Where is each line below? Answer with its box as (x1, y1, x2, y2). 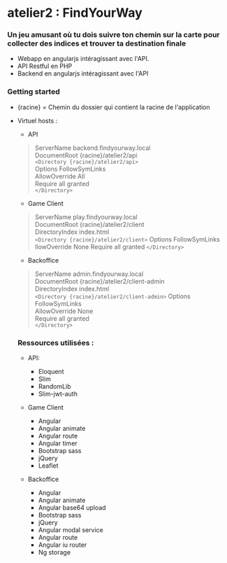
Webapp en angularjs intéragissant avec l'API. (17, 55, 149, 63)
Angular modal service (38, 526, 103, 534)
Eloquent (38, 368, 64, 376)
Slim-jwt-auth (38, 390, 78, 398)
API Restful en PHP (17, 62, 73, 71)
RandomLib (38, 382, 71, 391)
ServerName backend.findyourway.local (34, 144, 151, 152)
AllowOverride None (34, 307, 94, 315)
